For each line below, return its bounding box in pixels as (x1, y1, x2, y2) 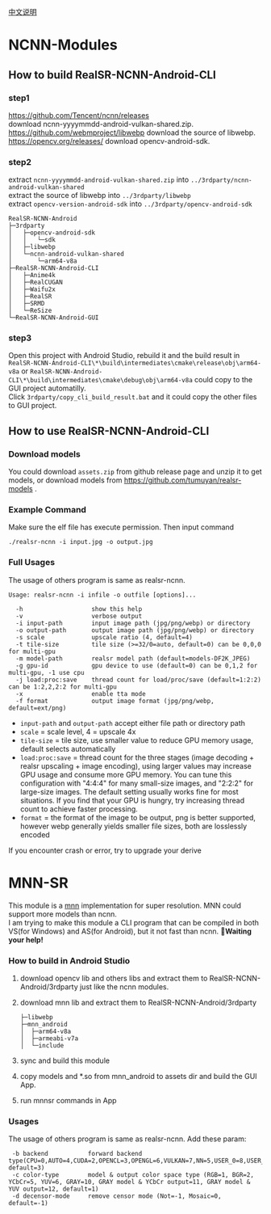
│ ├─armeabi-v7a (19, 1034, 79, 1043)
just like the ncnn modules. (79, 981, 169, 992)
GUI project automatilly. (8, 383, 86, 394)
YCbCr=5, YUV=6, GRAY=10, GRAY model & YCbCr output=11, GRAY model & (8, 1178, 251, 1187)
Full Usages (8, 557, 55, 568)
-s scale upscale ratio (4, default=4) (15, 633, 194, 641)
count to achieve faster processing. (19, 803, 139, 814)
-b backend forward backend (11, 1150, 143, 1158)
